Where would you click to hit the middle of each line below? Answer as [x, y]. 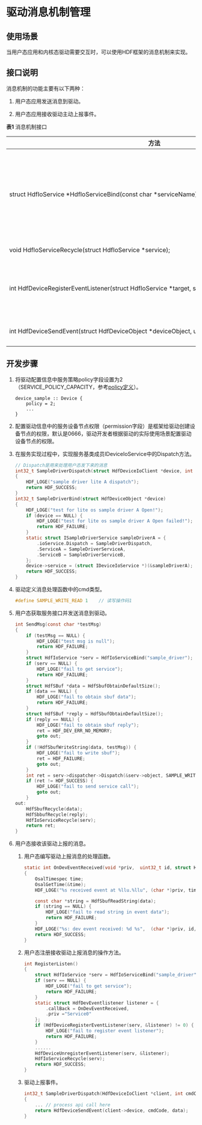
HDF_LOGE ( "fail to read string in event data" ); [108, 912]
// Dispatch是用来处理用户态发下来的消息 [61, 465]
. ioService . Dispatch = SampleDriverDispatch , [95, 543]
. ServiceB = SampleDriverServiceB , [81, 555]
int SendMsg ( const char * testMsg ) [58, 624]
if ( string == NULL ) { [63, 907]
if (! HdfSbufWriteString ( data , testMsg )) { [81, 747]
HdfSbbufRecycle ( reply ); [57, 815]
